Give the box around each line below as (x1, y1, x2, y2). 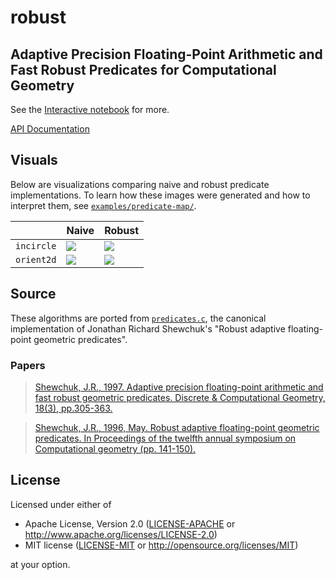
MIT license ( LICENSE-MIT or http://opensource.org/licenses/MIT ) (24, 539, 299, 551)
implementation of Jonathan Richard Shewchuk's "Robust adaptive (10, 322, 286, 335)
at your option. (10, 558, 71, 570)
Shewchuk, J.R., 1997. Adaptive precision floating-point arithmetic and (34, 381, 324, 393)
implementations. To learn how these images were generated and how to (10, 189, 311, 201)
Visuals (10, 152, 58, 169)
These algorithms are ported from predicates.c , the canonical (10, 312, 267, 324)
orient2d (15, 254, 57, 265)
